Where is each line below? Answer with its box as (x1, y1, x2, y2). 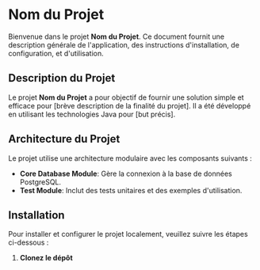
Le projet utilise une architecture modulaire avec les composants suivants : (8, 153, 252, 163)
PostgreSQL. (19, 177, 62, 187)
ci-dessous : (8, 238, 49, 247)
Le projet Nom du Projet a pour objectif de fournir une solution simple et (8, 93, 244, 102)
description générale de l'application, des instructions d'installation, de (8, 40, 240, 49)
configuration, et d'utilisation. (8, 48, 105, 58)
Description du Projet (8, 71, 116, 85)
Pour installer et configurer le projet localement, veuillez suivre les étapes (8, 230, 248, 239)
